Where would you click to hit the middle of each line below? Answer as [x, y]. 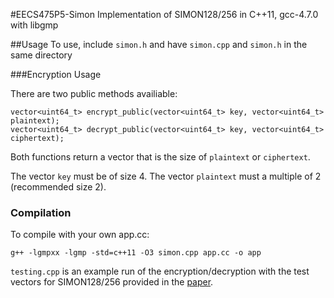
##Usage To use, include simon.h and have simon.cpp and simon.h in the [159, 44]
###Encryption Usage [56, 74]
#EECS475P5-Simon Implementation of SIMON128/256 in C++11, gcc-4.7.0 [164, 14]
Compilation [41, 212]
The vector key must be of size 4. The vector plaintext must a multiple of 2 [166, 176]
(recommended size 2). [58, 187]
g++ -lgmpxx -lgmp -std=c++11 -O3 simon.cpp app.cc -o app [136, 253]
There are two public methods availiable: [94, 93]
